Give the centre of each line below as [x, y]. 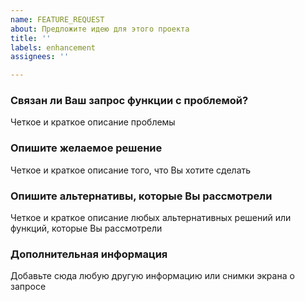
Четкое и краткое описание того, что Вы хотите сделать [131, 170]
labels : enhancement [53, 47]
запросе [28, 287]
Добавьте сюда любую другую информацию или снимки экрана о [152, 276]
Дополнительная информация [89, 254]
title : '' [31, 38]
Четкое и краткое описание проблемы [93, 122]
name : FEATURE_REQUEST [57, 19]
